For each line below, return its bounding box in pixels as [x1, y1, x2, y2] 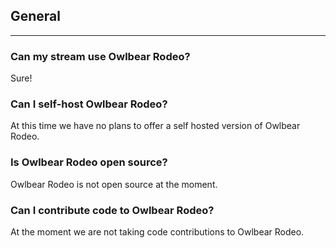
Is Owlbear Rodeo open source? [10, 155, 168, 169]
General [10, 8, 62, 25]
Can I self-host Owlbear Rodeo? [10, 97, 168, 111]
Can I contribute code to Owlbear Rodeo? [10, 203, 215, 217]
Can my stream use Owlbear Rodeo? [10, 49, 191, 63]
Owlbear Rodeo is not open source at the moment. [10, 178, 218, 190]
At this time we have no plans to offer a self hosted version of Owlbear [10, 120, 301, 132]
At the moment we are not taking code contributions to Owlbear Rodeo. [10, 226, 305, 238]
